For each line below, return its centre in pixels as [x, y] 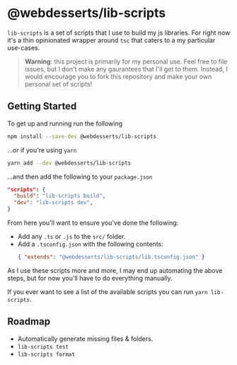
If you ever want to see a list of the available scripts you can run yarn [108, 291]
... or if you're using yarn [42, 150]
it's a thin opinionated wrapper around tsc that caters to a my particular [111, 40]
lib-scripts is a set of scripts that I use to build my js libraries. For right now [119, 33]
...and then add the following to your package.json [80, 176]
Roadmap [29, 321]
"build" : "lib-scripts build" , [60, 196]
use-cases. [24, 47]
